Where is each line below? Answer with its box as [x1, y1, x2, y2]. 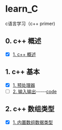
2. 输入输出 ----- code [12, 88, 57, 94]
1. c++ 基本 [5, 68, 40, 76]
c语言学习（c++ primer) [5, 20, 55, 26]
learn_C [5, 3, 38, 15]
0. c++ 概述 [5, 37, 42, 46]
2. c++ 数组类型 [5, 105, 55, 113]
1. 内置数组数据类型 [12, 119, 53, 125]
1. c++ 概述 [12, 51, 36, 57]
